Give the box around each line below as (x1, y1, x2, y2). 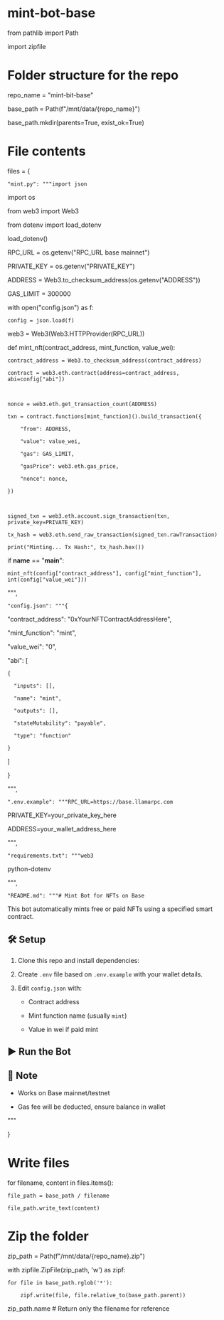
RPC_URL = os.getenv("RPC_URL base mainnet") (7, 247, 150, 257)
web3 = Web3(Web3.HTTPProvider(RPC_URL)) (7, 329, 145, 338)
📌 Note (7, 1070, 38, 1082)
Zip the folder (7, 1228, 89, 1244)
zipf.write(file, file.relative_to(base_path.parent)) (20, 1292, 186, 1299)
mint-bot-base (7, 5, 96, 21)
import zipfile (7, 42, 46, 50)
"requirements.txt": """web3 (7, 852, 94, 859)
